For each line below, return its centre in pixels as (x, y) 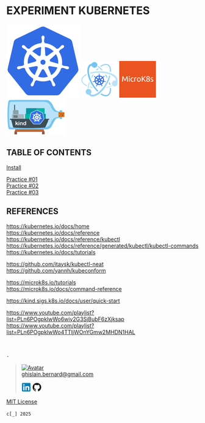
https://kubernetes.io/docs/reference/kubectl (63, 239)
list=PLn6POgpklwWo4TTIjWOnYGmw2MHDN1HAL (71, 332)
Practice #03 (23, 192)
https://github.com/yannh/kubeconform (56, 270)
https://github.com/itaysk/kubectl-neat (55, 264)
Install (14, 167)
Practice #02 (23, 186)
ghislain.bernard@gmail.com (57, 374)
